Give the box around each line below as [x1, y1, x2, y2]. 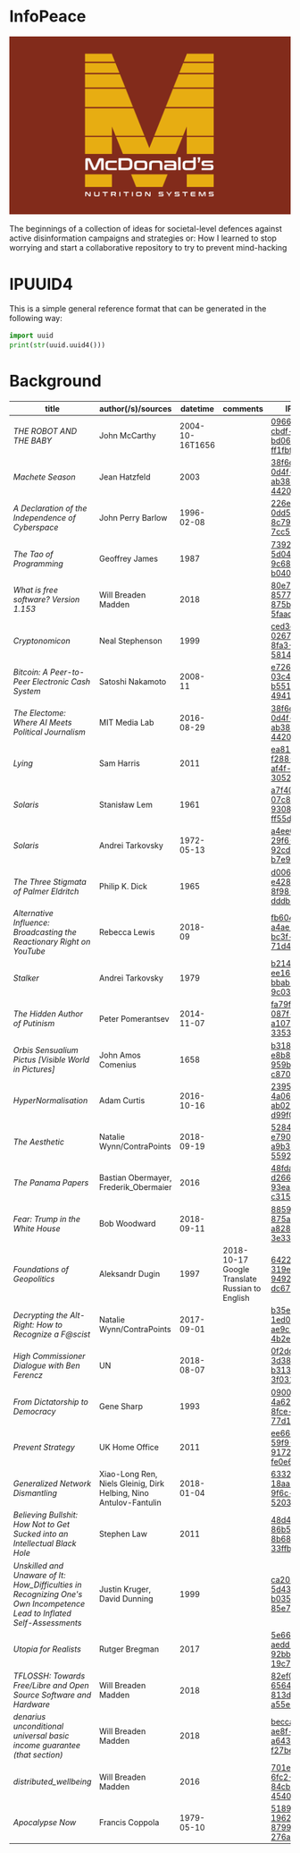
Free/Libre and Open [12, 1680, 89, 1690]
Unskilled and [12, 1560, 64, 1571]
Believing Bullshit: [12, 1509, 79, 1520]
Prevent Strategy [12, 1442, 76, 1453]
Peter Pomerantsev [99, 1013, 170, 1024]
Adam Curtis [99, 1095, 146, 1106]
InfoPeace [9, 6, 87, 27]
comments [222, 403, 263, 413]
